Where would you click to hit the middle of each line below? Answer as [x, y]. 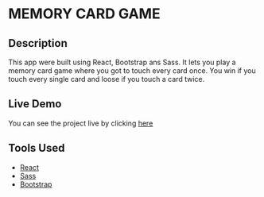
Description [38, 43]
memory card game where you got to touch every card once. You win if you [132, 71]
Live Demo [35, 104]
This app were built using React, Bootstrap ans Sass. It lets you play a [122, 62]
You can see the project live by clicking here [81, 123]
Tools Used [37, 148]
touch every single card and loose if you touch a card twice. [107, 79]
